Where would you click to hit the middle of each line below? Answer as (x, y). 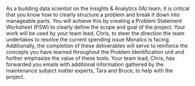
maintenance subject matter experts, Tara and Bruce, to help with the (90, 70)
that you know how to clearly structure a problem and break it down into (93, 15)
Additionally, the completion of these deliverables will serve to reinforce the (97, 46)
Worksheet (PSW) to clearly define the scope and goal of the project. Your (96, 27)
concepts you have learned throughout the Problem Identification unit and (95, 52)
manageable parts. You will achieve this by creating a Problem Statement (94, 21)
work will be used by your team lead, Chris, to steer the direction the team (95, 33)
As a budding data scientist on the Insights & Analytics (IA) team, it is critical (98, 8)
